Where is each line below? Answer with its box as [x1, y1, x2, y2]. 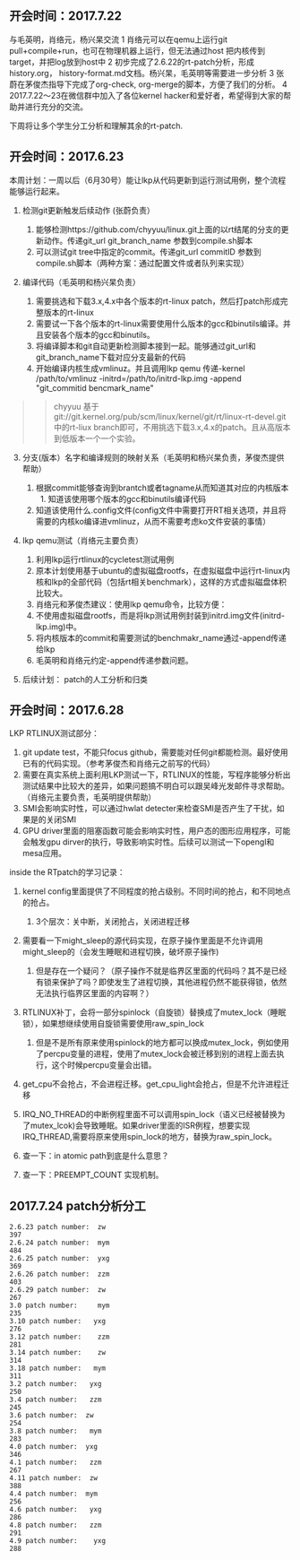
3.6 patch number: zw [9, 1411, 94, 1420]
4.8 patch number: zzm [9, 1521, 102, 1530]
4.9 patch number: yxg [9, 1537, 106, 1546]
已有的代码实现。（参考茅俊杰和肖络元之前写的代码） [21, 758, 215, 769]
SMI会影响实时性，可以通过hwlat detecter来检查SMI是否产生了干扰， [21, 803, 278, 814]
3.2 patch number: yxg [9, 1380, 102, 1389]
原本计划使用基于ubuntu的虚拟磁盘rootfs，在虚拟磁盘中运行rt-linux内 [35, 565, 291, 576]
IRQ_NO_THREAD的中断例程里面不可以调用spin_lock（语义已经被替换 [21, 1109, 278, 1120]
